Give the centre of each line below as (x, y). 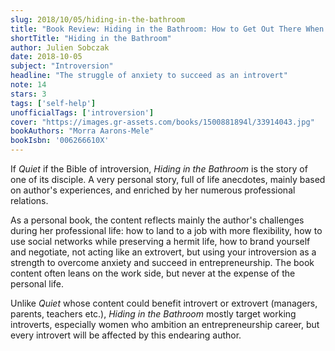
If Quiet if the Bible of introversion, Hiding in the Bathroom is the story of (159, 169)
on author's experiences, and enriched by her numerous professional (153, 190)
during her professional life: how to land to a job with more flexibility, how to (166, 230)
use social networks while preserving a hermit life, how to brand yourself (160, 241)
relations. (29, 200)
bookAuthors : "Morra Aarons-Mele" (82, 131)
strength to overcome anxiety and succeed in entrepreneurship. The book (162, 262)
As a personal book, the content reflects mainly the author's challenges (157, 220)
